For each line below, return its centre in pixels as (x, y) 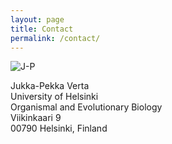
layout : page (37, 19)
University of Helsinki (54, 97)
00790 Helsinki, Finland (59, 128)
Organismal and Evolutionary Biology (86, 107)
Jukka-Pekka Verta (50, 86)
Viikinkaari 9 (36, 118)
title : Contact (42, 29)
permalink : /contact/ (55, 38)
